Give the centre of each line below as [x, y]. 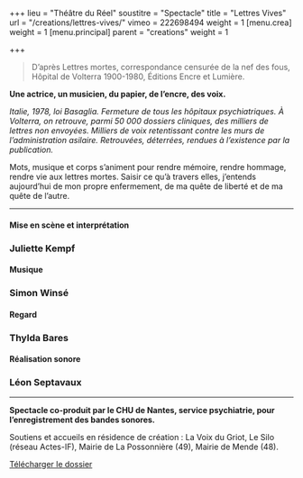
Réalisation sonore [45, 359]
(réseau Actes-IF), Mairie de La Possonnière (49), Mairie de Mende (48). [144, 447]
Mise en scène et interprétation [69, 225]
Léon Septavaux [46, 383]
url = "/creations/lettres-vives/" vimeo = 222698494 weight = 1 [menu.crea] [151, 23]
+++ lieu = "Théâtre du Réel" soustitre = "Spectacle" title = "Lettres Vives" [148, 13]
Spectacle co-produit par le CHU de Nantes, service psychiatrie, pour [142, 410]
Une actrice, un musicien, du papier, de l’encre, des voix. [118, 94]
